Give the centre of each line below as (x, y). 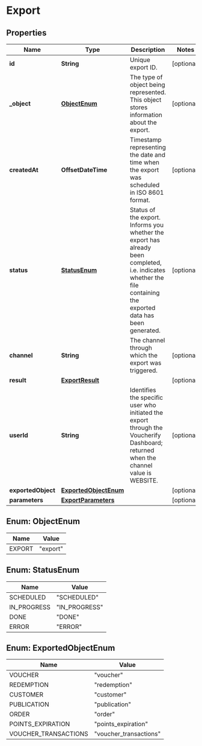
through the (146, 428)
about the (143, 122)
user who (143, 405)
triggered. (144, 370)
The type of (146, 77)
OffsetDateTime (84, 170)
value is (141, 473)
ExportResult (80, 380)
